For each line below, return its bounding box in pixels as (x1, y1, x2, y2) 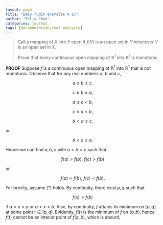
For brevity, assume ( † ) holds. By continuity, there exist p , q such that (5, 185, 145, 191)
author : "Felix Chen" (5, 16, 50, 21)
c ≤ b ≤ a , (72, 89, 93, 96)
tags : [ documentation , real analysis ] (5, 26, 83, 30)
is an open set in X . (17, 44, 57, 50)
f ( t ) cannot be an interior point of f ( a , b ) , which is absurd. (5, 214, 120, 220)
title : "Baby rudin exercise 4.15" (5, 12, 78, 17)
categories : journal (5, 21, 48, 26)
